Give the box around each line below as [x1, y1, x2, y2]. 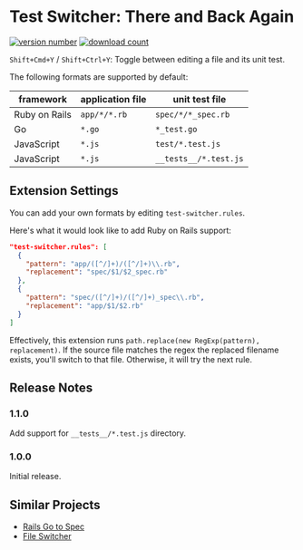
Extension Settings [9, 183, 119, 198]
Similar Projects [9, 497, 102, 513]
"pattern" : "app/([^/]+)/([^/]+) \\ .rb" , [25, 259, 181, 268]
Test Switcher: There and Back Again [9, 6, 295, 27]
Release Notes [9, 380, 93, 395]
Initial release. [9, 471, 62, 482]
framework [18, 92, 68, 105]
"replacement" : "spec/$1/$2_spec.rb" [25, 267, 169, 277]
